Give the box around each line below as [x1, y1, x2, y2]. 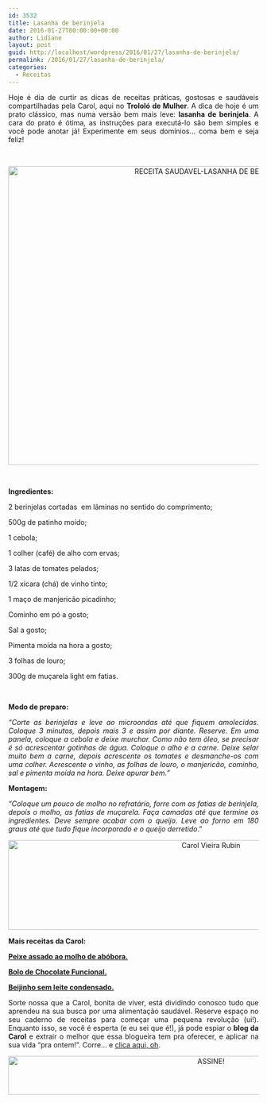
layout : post [8, 41, 52, 49]
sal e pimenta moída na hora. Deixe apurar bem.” [8, 768, 171, 777]
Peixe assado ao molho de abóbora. [8, 951, 129, 961]
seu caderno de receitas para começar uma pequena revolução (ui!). [8, 1014, 259, 1024]
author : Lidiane [8, 33, 62, 42]
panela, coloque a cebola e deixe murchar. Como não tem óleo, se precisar [8, 734, 259, 743]
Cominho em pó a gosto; [8, 609, 89, 619]
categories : [8, 64, 48, 71]
